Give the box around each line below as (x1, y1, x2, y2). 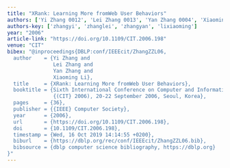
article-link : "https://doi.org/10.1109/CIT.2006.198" (7, 36, 167, 43)
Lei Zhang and (53, 61, 94, 68)
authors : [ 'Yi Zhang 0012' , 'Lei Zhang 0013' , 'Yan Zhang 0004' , (7, 16, 197, 23)
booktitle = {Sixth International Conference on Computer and (13, 86, 194, 93)
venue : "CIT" (7, 42, 44, 49)
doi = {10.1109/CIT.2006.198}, (13, 125, 121, 132)
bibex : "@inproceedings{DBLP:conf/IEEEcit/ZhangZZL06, (7, 49, 167, 56)
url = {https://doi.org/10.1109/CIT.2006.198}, (13, 118, 170, 125)
